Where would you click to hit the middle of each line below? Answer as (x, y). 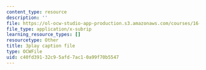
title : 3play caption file (41, 46)
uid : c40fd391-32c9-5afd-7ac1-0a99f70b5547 (63, 57)
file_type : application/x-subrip (49, 29)
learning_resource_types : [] (44, 35)
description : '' (27, 18)
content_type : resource (37, 12)
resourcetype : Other (33, 40)
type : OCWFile (25, 52)
